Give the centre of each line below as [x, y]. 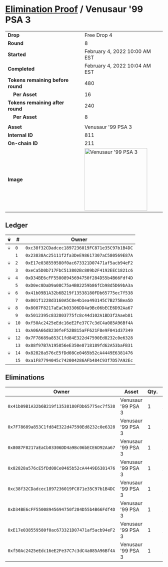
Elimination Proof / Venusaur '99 [74, 9]
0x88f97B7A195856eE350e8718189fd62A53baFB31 [79, 345]
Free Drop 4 [98, 35]
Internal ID [20, 135]
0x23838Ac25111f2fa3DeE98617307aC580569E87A [79, 255]
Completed [21, 68]
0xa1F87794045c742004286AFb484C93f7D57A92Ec [79, 360]
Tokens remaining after [36, 102]
